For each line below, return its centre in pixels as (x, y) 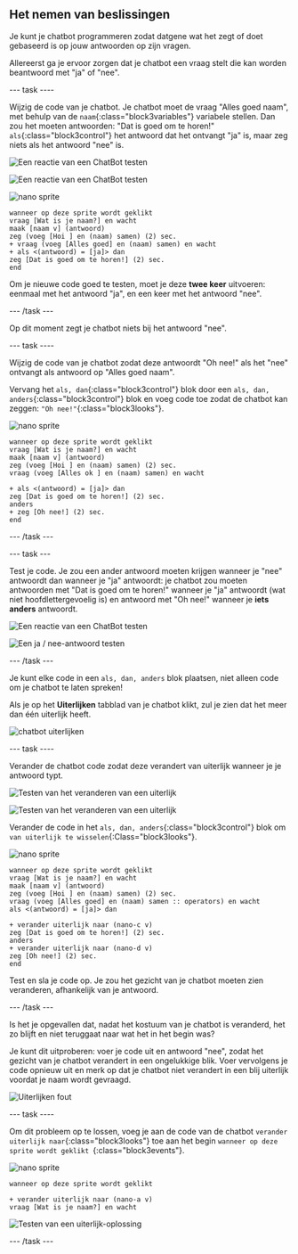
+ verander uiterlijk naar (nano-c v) (81, 925)
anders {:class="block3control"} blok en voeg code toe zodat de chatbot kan (149, 398)
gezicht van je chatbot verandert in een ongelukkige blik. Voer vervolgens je (149, 1061)
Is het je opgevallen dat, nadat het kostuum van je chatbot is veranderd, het (148, 1024)
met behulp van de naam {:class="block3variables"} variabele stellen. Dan (142, 116)
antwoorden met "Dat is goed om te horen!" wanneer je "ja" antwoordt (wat (148, 590)
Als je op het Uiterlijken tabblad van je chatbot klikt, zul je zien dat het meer (148, 704)
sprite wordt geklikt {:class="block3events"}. (97, 1150)
